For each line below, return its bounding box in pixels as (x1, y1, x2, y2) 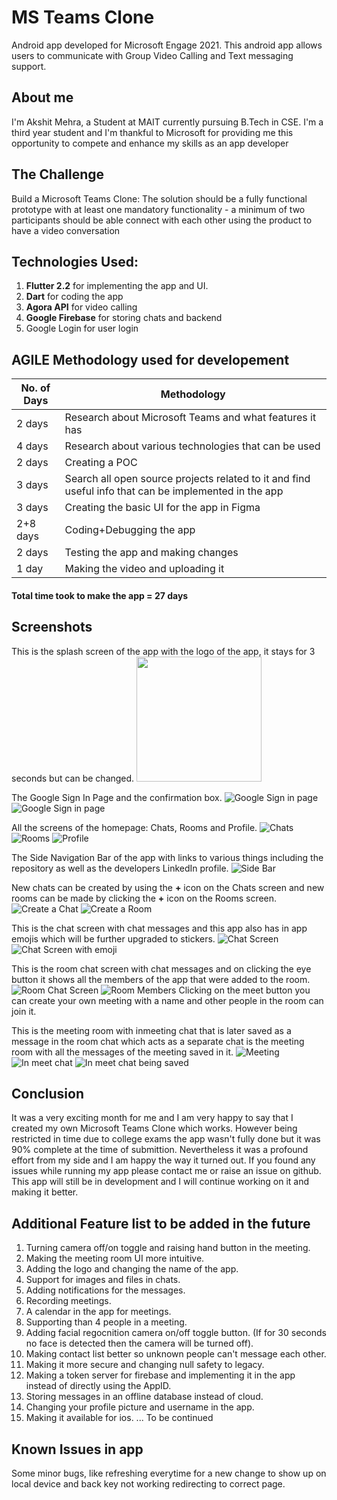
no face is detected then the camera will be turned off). (25, 1337, 254, 1350)
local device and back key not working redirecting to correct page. (11, 1478, 286, 1490)
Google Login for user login (25, 322, 139, 335)
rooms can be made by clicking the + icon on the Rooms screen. (11, 892, 278, 904)
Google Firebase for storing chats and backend (25, 312, 223, 324)
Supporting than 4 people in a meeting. (25, 1316, 188, 1328)
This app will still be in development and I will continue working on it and (11, 1176, 310, 1188)
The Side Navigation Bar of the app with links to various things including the (11, 851, 324, 863)
